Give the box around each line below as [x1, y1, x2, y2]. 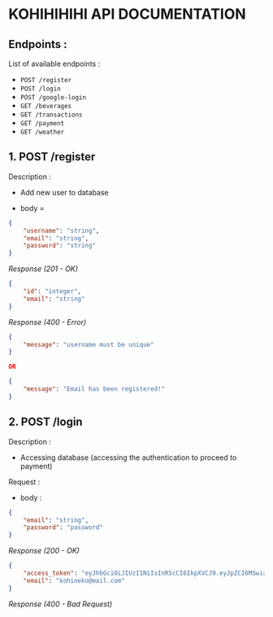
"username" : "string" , [23, 226, 100, 234]
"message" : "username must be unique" [23, 340, 154, 348]
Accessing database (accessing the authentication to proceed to [19, 453, 237, 462]
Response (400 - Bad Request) [8, 599, 113, 609]
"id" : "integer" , [23, 287, 82, 295]
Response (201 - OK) [8, 264, 79, 273]
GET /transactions [19, 111, 83, 119]
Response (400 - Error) [8, 317, 87, 326]
